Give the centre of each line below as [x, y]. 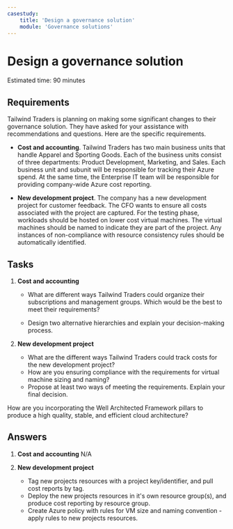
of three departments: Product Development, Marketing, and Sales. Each [121, 162]
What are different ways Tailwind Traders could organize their [116, 294]
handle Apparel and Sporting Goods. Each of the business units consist [119, 155]
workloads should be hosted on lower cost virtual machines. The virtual [120, 220]
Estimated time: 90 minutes [46, 80]
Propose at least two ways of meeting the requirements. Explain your [126, 387]
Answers [27, 437]
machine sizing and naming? [69, 379]
